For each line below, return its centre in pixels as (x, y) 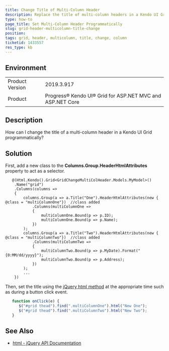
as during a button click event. (36, 292)
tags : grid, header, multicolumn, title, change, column (66, 38)
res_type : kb (19, 47)
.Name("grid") (29, 185)
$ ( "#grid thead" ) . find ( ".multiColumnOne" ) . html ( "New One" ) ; (83, 306)
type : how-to (19, 19)
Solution (19, 154)
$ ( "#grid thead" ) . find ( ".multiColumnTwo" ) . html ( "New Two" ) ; (83, 311)
